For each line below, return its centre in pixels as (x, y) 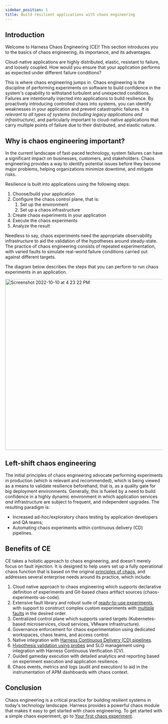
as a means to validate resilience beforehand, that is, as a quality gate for (80, 486)
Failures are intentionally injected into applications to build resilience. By (79, 98)
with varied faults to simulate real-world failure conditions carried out (76, 252)
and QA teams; (28, 522)
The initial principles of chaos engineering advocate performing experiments (84, 475)
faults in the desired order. (39, 613)
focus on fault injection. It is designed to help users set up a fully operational (84, 566)
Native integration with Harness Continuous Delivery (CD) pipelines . (82, 640)
